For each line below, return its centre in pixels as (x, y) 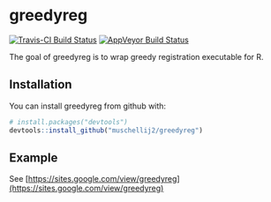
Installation (41, 85)
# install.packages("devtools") (68, 122)
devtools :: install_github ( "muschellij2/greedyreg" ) (106, 130)
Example (34, 157)
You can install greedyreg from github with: (87, 106)
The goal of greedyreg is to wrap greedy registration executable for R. (136, 56)
